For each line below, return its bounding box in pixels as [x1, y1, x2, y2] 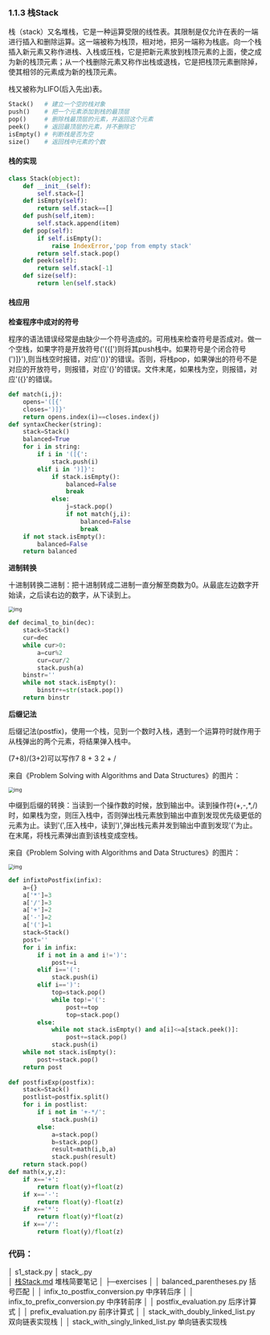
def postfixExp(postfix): [8, 1078, 95, 1086]
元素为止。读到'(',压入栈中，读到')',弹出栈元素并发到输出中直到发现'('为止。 [8, 820, 257, 830]
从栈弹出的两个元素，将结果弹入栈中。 [8, 736, 135, 746]
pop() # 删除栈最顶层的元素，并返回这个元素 [8, 115, 154, 124]
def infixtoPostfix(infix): [8, 876, 103, 884]
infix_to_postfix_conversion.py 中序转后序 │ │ [43, 1287, 194, 1296]
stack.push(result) [51, 1153, 117, 1161]
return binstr [22, 694, 70, 702]
